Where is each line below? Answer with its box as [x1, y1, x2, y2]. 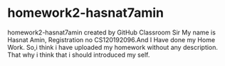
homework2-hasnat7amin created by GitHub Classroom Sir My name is [7, 28, 216, 37]
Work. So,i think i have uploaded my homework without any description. [7, 43, 219, 51]
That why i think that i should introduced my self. [7, 51, 150, 59]
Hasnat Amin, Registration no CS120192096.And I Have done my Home [7, 35, 216, 44]
